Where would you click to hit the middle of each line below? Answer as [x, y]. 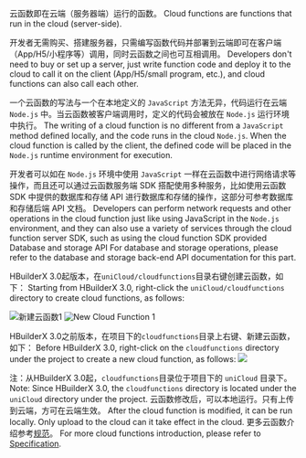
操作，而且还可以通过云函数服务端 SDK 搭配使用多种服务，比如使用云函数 [148, 185]
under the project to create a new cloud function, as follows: [123, 359]
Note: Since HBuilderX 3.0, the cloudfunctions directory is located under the [153, 388]
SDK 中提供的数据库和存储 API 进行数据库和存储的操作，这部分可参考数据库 [152, 197]
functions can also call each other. [74, 84]
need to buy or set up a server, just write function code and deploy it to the [150, 64]
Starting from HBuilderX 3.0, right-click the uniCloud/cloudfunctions [156, 288]
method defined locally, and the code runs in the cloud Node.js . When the [148, 136]
